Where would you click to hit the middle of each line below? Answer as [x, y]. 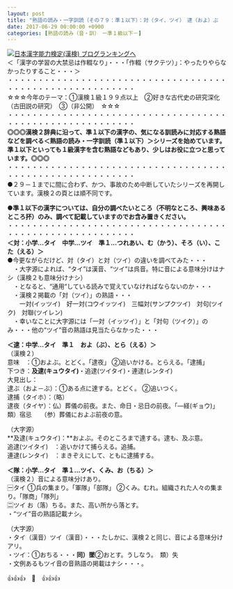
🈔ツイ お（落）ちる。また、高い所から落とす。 [75, 505]
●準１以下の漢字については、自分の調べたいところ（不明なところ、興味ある [116, 208]
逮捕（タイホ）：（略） [38, 397]
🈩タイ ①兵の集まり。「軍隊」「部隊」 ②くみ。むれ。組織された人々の [109, 488]
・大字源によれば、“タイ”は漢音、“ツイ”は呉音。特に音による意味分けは [116, 269]
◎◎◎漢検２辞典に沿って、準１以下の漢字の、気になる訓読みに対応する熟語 [116, 132]
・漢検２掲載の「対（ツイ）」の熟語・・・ [72, 295]
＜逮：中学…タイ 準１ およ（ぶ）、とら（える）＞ [82, 345]
